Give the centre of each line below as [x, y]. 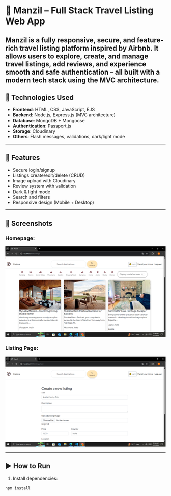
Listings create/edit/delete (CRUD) [49, 175]
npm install [18, 488]
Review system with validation [44, 186]
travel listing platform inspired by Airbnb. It [89, 48]
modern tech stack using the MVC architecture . [82, 80]
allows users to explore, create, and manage [77, 56]
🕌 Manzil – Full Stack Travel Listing [79, 10]
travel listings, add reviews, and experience [76, 64]
